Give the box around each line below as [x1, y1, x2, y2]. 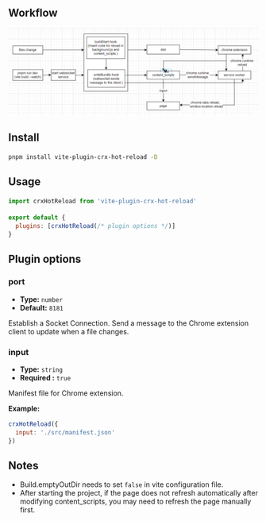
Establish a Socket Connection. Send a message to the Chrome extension [8, 318, 249, 328]
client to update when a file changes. [8, 326, 129, 336]
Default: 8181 [19, 303, 64, 312]
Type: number [19, 294, 64, 304]
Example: [8, 403, 40, 413]
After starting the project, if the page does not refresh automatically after [19, 488, 258, 498]
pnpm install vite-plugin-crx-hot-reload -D [8, 152, 158, 161]
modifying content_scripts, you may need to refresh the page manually [19, 496, 252, 507]
